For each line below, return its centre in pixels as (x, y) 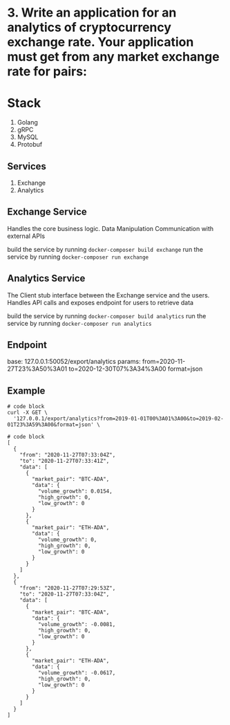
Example (26, 391)
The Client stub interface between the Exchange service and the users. (108, 295)
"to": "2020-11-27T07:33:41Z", (65, 461)
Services (27, 166)
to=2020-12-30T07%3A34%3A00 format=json (136, 369)
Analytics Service (46, 278)
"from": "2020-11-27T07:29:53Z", (68, 588)
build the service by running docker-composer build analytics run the (107, 315)
